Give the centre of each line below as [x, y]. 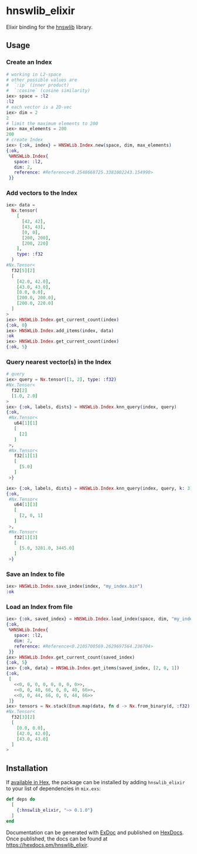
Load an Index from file [40, 607]
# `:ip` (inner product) [38, 85]
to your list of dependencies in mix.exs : [53, 789]
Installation [27, 768]
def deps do [21, 799]
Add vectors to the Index [42, 193]
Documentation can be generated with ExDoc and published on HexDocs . [95, 832]
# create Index [25, 140]
